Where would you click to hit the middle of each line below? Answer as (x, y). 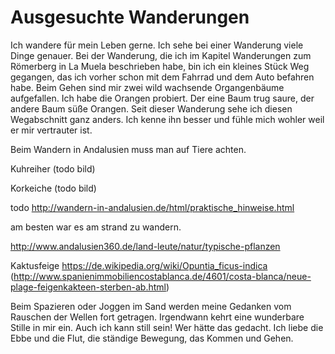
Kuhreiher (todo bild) (53, 168)
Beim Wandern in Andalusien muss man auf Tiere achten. (128, 149)
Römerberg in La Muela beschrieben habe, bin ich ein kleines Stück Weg (160, 66)
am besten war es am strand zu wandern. (96, 227)
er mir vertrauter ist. (51, 130)
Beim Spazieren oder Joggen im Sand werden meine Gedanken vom (151, 306)
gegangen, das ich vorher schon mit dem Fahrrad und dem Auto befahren (162, 77)
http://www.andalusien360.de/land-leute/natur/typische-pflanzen (145, 246)
